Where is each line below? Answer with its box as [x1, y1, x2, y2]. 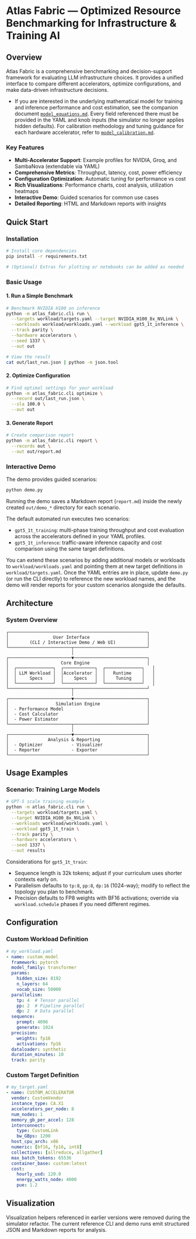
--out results [11, 848, 45, 853]
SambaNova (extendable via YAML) [14, 163, 100, 170]
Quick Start [6, 217, 48, 227]
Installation [6, 235, 39, 243]
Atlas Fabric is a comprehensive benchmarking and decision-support [6, 68, 172, 74]
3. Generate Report [6, 419, 54, 426]
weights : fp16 [16, 1035, 51, 1041]
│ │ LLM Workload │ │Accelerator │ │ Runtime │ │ [6, 670, 156, 676]
